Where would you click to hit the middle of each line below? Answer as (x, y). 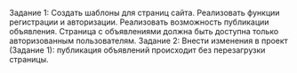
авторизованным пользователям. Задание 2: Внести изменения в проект (149, 40)
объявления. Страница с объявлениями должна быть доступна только (144, 31)
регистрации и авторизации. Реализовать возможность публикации (139, 22)
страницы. (29, 59)
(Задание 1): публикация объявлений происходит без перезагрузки (137, 50)
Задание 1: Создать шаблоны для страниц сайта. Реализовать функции (144, 13)
